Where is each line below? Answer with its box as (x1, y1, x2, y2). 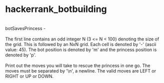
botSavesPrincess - (5, 25, 46, 31)
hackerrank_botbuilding (5, 3, 107, 15)
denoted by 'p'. (5, 51, 36, 58)
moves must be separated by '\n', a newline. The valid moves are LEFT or (5, 67, 156, 73)
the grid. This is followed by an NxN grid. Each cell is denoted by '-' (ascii (5, 41, 156, 47)
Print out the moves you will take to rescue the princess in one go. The (5, 62, 150, 68)
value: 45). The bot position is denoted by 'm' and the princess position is (5, 46, 157, 52)
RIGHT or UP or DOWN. (5, 73, 54, 79)
